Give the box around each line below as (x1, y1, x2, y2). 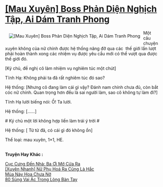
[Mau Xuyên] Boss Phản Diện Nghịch (5, 3, 157, 15)
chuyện (143, 40, 158, 46)
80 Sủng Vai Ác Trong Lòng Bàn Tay (5, 176, 78, 182)
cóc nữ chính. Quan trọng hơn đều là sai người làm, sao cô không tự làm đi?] (5, 89, 158, 95)
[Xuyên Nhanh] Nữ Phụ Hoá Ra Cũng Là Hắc (5, 166, 94, 172)
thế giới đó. (5, 56, 28, 62)
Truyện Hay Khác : (5, 151, 43, 157)
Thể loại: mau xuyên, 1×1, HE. (5, 137, 64, 143)
